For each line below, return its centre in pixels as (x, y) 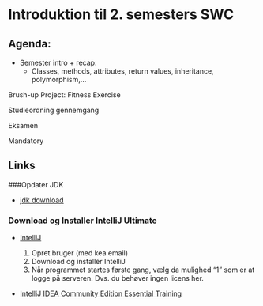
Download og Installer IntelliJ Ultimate (83, 221)
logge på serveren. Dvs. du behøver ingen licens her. (117, 278)
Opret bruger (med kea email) (80, 253)
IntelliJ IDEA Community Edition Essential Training (101, 293)
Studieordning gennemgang (54, 110)
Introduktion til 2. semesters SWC (121, 15)
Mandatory (26, 141)
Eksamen (23, 125)
